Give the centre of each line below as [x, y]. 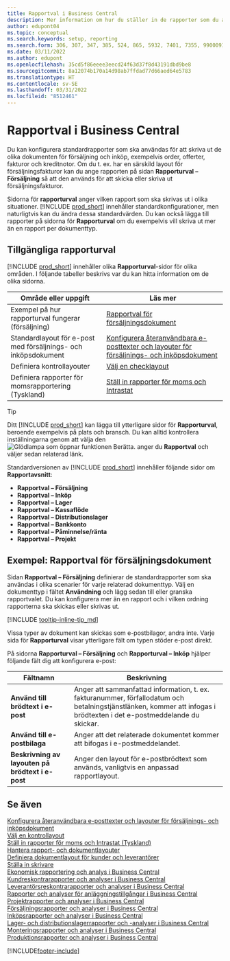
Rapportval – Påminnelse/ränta [62, 531]
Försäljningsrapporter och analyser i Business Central [83, 908]
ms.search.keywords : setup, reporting [62, 39]
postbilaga [28, 743]
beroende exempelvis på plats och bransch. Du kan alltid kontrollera [103, 432]
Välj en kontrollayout [36, 835]
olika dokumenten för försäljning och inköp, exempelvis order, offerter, [106, 157]
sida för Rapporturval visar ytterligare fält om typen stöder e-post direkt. [110, 640]
